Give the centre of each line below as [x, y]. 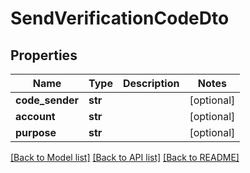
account [35, 116]
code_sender [47, 100]
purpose [36, 132]
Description [151, 83]
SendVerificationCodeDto [120, 18]
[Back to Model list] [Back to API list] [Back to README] [125, 157]
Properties [44, 55]
